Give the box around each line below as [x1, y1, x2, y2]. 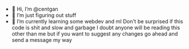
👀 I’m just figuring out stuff [11, 12, 77, 19]
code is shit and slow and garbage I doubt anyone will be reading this [11, 24, 181, 31]
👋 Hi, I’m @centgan [11, 6, 59, 12]
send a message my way [11, 37, 72, 43]
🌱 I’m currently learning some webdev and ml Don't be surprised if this [11, 18, 184, 24]
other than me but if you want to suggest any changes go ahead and [11, 30, 178, 37]
